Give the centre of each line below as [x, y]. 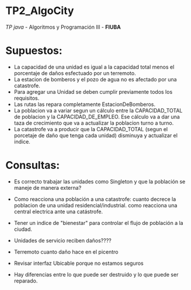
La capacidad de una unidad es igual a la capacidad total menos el [94, 67]
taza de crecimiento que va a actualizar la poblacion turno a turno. [94, 123]
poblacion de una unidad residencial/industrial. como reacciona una [95, 205]
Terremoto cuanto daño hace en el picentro [66, 252]
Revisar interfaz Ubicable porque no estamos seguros [79, 263]
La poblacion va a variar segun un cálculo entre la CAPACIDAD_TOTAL [98, 110]
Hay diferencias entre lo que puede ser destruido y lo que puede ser [96, 274]
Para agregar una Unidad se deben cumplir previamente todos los [93, 91]
